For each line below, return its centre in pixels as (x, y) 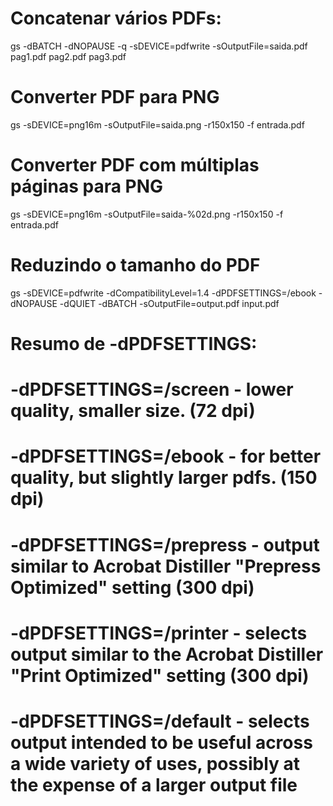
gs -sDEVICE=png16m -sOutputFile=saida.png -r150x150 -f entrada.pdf (157, 124)
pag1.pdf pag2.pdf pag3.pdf (68, 56)
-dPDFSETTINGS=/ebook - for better (166, 456)
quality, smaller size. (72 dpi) (133, 411)
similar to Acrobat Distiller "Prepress (166, 566)
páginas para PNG (87, 186)
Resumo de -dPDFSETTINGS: (134, 343)
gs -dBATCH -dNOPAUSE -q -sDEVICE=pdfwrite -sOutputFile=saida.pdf (159, 46)
